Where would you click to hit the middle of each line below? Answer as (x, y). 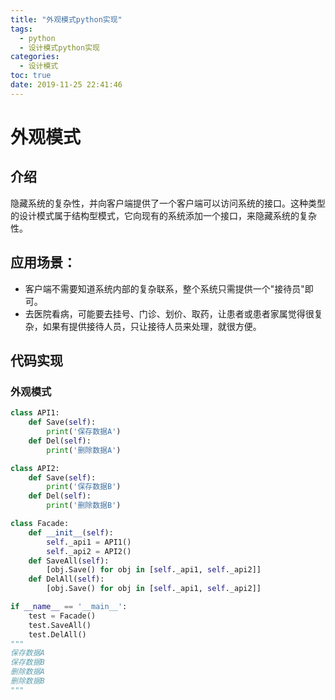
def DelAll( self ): (66, 579)
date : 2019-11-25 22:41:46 (66, 85)
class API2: (35, 468)
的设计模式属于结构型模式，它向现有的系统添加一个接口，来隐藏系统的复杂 (163, 215)
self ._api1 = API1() (89, 542)
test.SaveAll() (60, 625)
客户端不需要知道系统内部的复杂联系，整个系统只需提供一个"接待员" (164, 288)
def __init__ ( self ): (71, 532)
